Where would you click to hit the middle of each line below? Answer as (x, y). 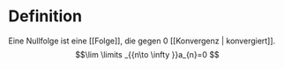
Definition (45, 16)
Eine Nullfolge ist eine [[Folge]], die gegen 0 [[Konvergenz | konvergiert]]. (142, 41)
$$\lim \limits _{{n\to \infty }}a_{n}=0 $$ (147, 54)
